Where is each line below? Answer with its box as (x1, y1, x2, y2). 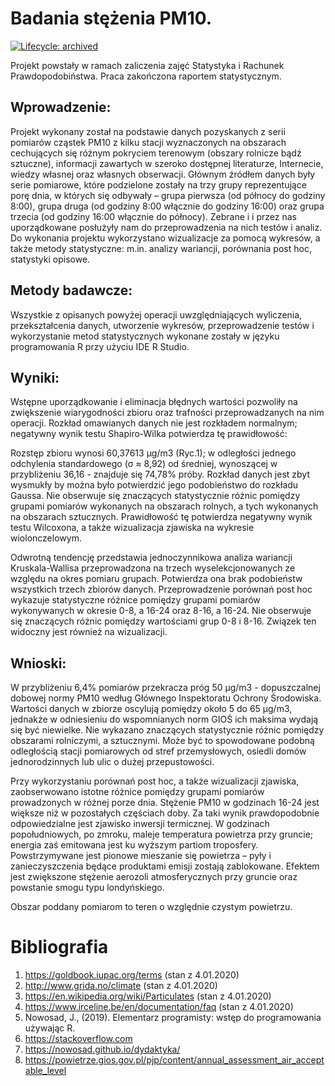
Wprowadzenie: (10, 99, 112, 116)
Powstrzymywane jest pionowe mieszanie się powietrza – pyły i (10, 850, 272, 862)
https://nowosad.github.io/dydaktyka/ (24, 1043, 181, 1056)
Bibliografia (10, 936, 109, 959)
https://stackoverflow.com (24, 1033, 133, 1045)
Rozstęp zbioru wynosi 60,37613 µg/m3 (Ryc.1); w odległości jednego (10, 447, 297, 459)
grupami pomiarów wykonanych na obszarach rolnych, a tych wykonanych (10, 500, 319, 512)
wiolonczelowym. (10, 532, 82, 544)
